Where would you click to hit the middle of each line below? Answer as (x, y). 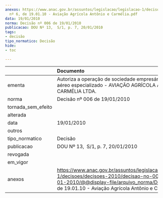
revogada (18, 154)
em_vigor (18, 162)
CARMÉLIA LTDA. (77, 91)
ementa (16, 85)
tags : (10, 32)
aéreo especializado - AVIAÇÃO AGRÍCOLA (106, 85)
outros (15, 131)
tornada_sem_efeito (30, 107)
